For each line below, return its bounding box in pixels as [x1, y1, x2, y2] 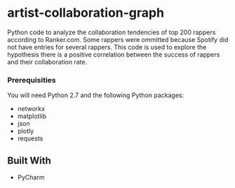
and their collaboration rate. [7, 57, 88, 66]
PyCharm [17, 173, 45, 182]
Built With [7, 154, 51, 166]
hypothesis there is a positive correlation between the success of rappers [7, 50, 220, 59]
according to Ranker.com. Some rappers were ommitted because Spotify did [7, 35, 229, 43]
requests [17, 134, 43, 143]
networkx [17, 105, 46, 113]
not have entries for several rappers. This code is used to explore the [7, 43, 207, 51]
